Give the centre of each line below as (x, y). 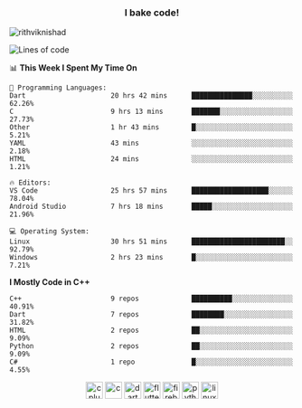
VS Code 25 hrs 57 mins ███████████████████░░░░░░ (151, 191)
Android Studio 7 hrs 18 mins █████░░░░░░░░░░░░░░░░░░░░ (151, 207)
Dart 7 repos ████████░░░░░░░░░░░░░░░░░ (151, 315)
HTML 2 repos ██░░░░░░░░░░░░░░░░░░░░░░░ (151, 331)
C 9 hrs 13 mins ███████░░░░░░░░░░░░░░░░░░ (151, 112)
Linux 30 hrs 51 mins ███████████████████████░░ (151, 242)
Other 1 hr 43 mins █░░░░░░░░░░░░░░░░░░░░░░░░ (151, 128)
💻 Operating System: (50, 232)
